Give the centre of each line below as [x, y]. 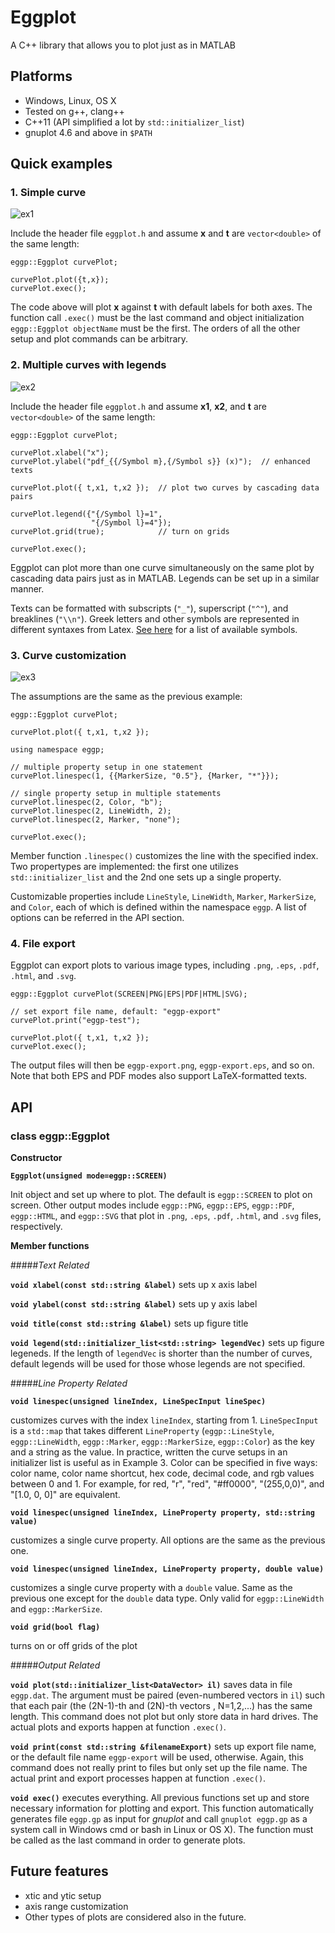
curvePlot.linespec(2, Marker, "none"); [96, 820]
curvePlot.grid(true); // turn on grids [120, 531]
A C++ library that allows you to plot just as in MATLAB [123, 45]
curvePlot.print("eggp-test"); [75, 1021]
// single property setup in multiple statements [116, 794]
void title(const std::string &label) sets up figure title [129, 1323]
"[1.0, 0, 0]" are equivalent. [65, 1495]
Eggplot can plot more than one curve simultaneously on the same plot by [162, 567]
